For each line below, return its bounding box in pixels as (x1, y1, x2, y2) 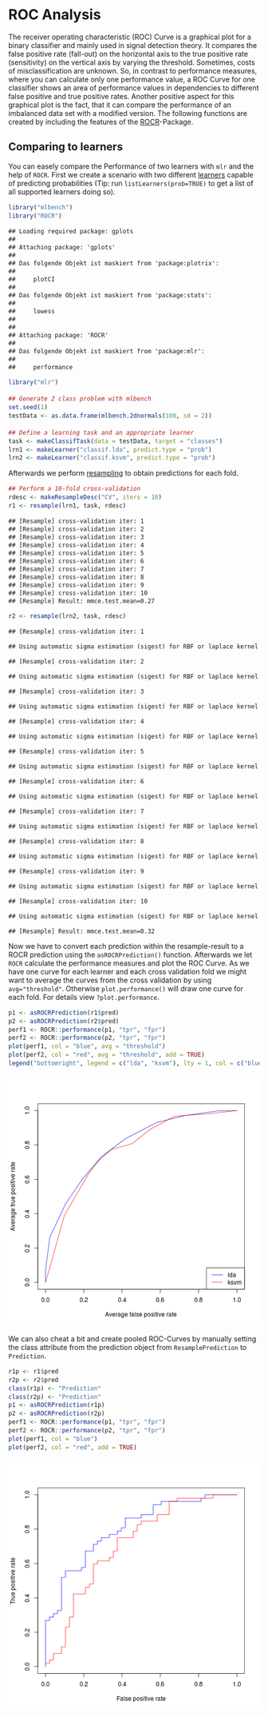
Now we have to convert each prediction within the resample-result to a (8, 941, 244, 950)
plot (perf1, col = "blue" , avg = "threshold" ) (8, 1042, 166, 1050)
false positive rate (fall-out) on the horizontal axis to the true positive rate (8, 49, 249, 58)
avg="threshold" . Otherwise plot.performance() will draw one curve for (8, 983, 243, 993)
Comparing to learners (8, 140, 124, 153)
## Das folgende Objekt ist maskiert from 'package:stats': (8, 291, 213, 299)
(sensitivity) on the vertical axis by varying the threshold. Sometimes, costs (8, 58, 255, 67)
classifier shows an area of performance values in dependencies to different (8, 82, 259, 93)
